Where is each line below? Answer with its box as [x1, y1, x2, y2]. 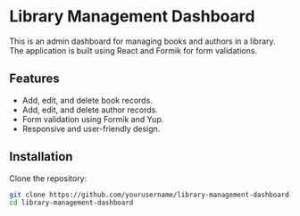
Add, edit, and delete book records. [21, 95, 154, 105]
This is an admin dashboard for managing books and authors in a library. [9, 36, 276, 46]
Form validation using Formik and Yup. [21, 113, 164, 124]
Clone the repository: [9, 172, 87, 184]
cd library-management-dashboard [9, 198, 134, 207]
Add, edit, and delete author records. [21, 104, 158, 115]
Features [9, 71, 60, 87]
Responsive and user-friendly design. [21, 123, 161, 134]
